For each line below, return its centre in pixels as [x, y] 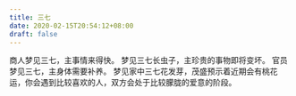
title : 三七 [30, 17]
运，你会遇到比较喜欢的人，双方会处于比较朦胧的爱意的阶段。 [123, 83]
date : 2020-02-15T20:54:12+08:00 [72, 26]
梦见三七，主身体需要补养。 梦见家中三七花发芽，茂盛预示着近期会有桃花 [144, 71]
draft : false [34, 34]
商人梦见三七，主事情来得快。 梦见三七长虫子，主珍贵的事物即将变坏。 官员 [148, 60]
